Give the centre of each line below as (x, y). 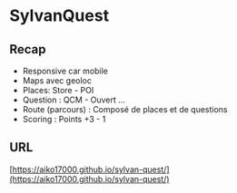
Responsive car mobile (65, 71)
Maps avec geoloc (57, 81)
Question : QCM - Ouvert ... (74, 100)
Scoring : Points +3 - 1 (64, 119)
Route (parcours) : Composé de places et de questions (125, 109)
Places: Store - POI (58, 90)
